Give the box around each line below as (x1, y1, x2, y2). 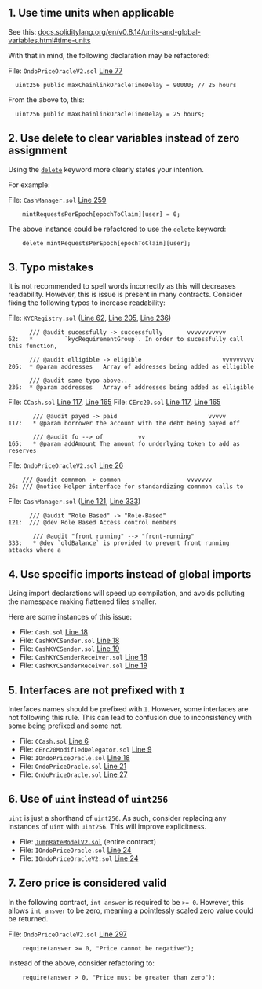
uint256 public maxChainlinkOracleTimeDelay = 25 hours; (15, 110, 206, 118)
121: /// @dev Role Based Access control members (8, 519, 177, 527)
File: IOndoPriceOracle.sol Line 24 (19, 845, 132, 855)
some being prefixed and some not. (8, 721, 123, 730)
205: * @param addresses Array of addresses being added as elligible (8, 363, 255, 371)
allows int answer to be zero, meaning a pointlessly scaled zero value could (8, 906, 253, 915)
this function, (8, 342, 58, 351)
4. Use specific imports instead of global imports (8, 568, 252, 581)
